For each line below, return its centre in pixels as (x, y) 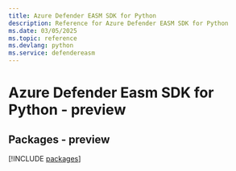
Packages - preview (59, 139)
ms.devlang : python (41, 46)
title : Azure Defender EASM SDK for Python (83, 16)
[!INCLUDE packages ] (45, 159)
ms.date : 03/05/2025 (43, 31)
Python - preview (67, 110)
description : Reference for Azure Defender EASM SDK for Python (118, 23)
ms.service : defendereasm (52, 53)
